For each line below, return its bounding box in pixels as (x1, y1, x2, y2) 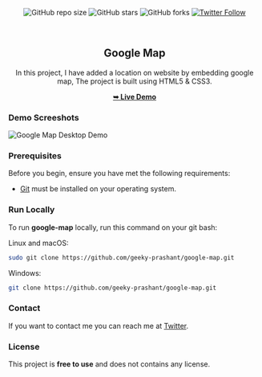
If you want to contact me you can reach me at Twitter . (8, 321, 189, 330)
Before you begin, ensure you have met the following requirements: (8, 169, 231, 178)
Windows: (8, 268, 42, 277)
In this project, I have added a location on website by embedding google (15, 68, 254, 77)
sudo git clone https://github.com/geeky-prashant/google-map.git (8, 253, 235, 261)
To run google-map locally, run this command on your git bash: (8, 222, 218, 232)
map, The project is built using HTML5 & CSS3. (57, 76, 212, 86)
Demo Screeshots (8, 112, 79, 123)
